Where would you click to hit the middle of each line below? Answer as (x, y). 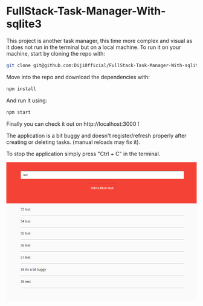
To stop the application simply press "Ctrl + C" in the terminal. (83, 154)
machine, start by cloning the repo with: (56, 53)
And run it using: (27, 100)
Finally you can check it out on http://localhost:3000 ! (73, 124)
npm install (21, 89)
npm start (19, 112)
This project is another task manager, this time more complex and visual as (99, 41)
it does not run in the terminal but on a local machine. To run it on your (94, 47)
